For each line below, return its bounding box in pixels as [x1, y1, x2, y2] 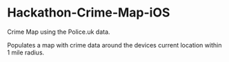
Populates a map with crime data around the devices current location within [7, 41, 222, 49]
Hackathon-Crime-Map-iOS [7, 5, 170, 21]
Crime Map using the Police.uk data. [7, 28, 110, 36]
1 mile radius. [7, 48, 45, 56]
